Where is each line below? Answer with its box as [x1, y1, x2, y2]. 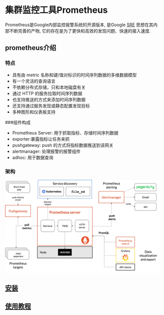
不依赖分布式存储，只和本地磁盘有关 [12, 84, 86, 90]
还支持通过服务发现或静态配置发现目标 [12, 103, 90, 108]
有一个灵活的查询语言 [12, 78, 55, 84]
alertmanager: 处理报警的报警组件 [12, 148, 81, 154]
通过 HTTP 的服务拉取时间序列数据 [12, 90, 82, 96]
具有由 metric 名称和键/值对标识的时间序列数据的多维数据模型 [12, 72, 137, 78]
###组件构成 [5, 119, 31, 125]
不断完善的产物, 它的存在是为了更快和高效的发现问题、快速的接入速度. [9, 28, 151, 34]
